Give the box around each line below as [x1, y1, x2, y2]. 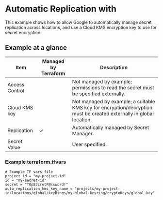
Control [7, 87, 25, 94]
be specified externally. [72, 90, 126, 97]
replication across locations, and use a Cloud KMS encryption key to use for [5, 24, 157, 30]
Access [7, 81, 25, 88]
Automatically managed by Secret [72, 124, 149, 131]
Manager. [72, 130, 94, 137]
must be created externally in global [72, 110, 154, 117]
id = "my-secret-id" [5, 178, 47, 183]
